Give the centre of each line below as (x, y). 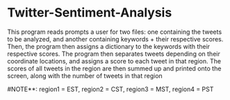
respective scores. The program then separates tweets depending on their (114, 54)
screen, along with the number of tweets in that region (85, 76)
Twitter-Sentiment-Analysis (90, 13)
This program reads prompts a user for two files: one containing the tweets (115, 32)
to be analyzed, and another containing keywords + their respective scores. (115, 39)
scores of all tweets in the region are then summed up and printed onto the (114, 68)
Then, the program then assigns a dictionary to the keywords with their (109, 46)
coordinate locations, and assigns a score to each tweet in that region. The (114, 61)
